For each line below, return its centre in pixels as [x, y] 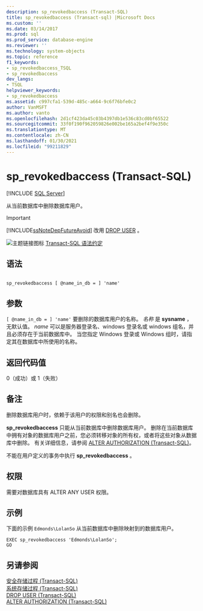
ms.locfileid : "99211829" [39, 146]
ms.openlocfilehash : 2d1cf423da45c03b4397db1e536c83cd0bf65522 [88, 118]
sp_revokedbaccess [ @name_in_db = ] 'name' [63, 283]
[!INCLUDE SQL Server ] [36, 193]
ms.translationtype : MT [36, 130]
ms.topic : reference [32, 57]
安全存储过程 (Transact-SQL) [42, 581]
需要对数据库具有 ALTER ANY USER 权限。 [59, 492]
